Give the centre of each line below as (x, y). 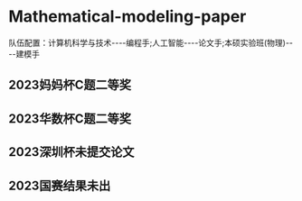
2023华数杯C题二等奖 (70, 119)
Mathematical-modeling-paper (127, 17)
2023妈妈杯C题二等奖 (70, 85)
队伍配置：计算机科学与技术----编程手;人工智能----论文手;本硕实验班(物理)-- (151, 42)
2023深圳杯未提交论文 (71, 152)
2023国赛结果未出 (60, 185)
